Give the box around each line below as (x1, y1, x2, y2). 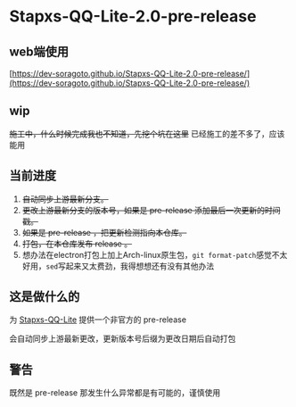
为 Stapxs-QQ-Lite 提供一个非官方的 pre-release (9, 314, 187, 325)
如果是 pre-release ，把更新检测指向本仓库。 (21, 227, 187, 237)
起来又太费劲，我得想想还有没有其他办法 (65, 261, 215, 271)
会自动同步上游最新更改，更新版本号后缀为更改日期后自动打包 (9, 333, 236, 345)
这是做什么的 (9, 289, 80, 304)
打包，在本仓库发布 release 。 (21, 238, 132, 249)
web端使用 (9, 44, 70, 59)
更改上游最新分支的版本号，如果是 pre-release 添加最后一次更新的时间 (21, 204, 281, 215)
